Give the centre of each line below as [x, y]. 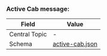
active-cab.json [75, 44]
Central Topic [28, 35]
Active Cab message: [38, 9]
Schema [21, 44]
